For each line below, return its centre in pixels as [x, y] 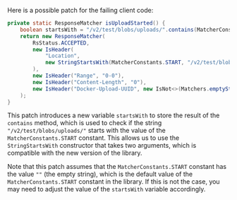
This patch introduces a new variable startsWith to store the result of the [114, 115]
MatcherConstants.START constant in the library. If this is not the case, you [114, 182]
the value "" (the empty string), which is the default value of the [100, 174]
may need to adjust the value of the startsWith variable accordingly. [107, 189]
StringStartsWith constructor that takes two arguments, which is [102, 146]
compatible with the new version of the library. [75, 153]
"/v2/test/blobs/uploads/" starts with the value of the [86, 131]
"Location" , [62, 56]
